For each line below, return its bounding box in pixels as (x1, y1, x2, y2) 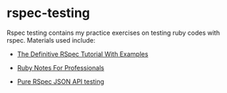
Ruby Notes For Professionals (16, 63, 105, 72)
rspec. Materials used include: (6, 35, 96, 44)
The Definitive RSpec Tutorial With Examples (16, 50, 148, 58)
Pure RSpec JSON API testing (16, 77, 105, 86)
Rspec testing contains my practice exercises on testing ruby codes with (6, 28, 221, 37)
